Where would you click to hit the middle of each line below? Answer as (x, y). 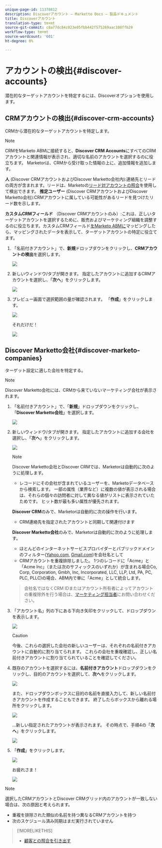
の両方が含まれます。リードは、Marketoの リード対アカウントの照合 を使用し (81, 185)
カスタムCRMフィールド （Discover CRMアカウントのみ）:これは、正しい (78, 213)
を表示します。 (27, 617)
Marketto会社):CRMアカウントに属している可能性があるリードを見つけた (77, 197)
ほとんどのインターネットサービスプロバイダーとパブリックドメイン (87, 549)
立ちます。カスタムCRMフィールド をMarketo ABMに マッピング (84, 225)
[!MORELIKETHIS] (35, 831)
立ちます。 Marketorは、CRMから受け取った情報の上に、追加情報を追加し (79, 162)
